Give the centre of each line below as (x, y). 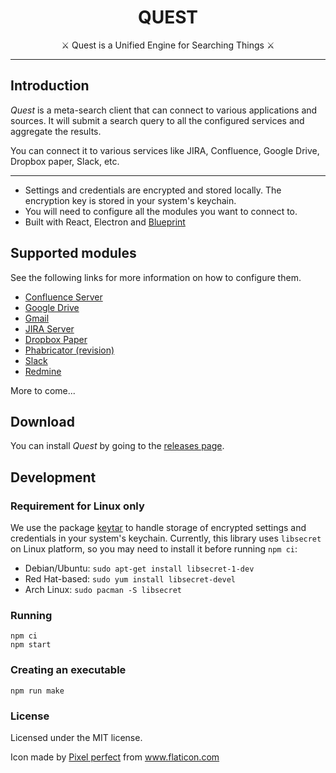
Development (53, 477)
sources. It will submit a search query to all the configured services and (157, 120)
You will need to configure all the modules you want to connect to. (161, 211)
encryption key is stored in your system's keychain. (130, 200)
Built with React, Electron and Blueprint (105, 222)
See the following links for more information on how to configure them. (156, 277)
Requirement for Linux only (77, 506)
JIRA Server (49, 328)
